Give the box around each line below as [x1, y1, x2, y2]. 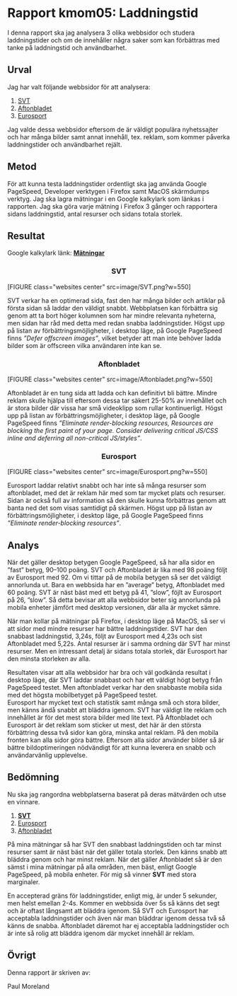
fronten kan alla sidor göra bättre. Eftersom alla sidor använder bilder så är [7, 736, 224, 744]
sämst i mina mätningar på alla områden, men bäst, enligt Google [7, 862, 197, 871]
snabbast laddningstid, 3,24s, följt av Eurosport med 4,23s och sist [7, 632, 203, 641]
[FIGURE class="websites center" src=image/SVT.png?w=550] [7, 282, 191, 291]
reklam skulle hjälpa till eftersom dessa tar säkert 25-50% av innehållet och [7, 396, 227, 405]
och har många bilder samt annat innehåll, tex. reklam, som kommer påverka [7, 132, 230, 141]
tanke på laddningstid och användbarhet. [7, 43, 127, 52]
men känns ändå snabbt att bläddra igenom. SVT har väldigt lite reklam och [7, 706, 227, 714]
